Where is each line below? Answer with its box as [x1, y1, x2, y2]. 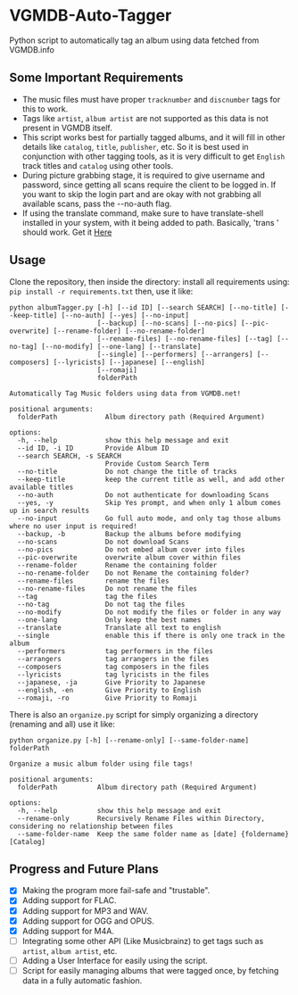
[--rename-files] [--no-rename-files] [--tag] [96, 334, 274, 344]
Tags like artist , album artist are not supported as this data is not [21, 112, 269, 123]
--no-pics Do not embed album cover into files [17, 545, 245, 554]
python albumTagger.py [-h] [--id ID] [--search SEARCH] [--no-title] [9, 303, 277, 312]
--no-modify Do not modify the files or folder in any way [17, 608, 281, 617]
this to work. [21, 104, 69, 114]
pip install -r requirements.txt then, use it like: [9, 286, 194, 296]
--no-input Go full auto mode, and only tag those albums [17, 514, 281, 523]
